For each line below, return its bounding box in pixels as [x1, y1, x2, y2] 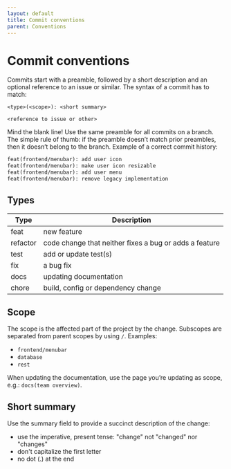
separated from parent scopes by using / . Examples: [7, 332, 158, 340]
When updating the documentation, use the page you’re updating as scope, [7, 374, 223, 382]
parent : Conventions [7, 23, 67, 30]
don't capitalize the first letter [17, 448, 102, 456]
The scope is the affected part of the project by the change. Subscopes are [7, 324, 223, 333]
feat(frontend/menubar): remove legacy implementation [7, 175, 169, 182]
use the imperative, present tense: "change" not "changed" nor [17, 433, 198, 441]
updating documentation [43, 271, 123, 281]
